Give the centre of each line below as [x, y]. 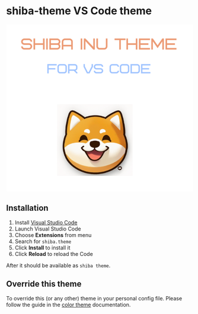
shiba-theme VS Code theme [79, 11]
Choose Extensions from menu [53, 235]
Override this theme [44, 284]
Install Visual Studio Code [46, 222]
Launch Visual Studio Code [48, 229]
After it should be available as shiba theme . [58, 265]
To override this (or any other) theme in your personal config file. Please [94, 298]
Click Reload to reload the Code [54, 254]
